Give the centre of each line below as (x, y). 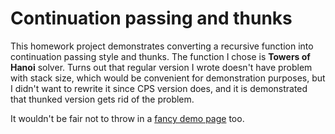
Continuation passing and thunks (151, 18)
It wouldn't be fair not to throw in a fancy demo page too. (127, 118)
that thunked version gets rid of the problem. (102, 99)
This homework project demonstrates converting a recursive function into (162, 46)
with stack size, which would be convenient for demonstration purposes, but (168, 78)
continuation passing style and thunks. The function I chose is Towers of (160, 56)
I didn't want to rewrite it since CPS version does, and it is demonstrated (159, 88)
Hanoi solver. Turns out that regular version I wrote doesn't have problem (161, 67)
